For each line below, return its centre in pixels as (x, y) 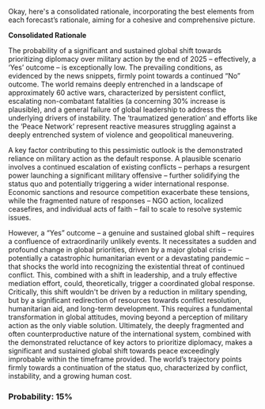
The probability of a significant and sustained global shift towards (115, 50)
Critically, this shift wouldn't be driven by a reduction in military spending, (128, 292)
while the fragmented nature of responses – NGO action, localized (116, 201)
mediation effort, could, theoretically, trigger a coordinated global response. (132, 283)
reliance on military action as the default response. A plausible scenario (125, 159)
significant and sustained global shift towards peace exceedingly (114, 351)
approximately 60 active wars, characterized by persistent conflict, (117, 93)
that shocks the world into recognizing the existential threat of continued (127, 266)
